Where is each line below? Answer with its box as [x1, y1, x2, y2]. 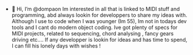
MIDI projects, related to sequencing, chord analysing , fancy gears [11, 30, 174, 37]
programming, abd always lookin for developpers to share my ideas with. [11, 12, 188, 19]
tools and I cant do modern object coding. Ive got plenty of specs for [11, 24, 178, 31]
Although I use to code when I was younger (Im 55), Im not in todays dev [11, 18, 187, 24]
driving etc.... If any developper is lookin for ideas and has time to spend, [11, 36, 188, 43]
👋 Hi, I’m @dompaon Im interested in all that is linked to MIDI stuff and [11, 6, 180, 12]
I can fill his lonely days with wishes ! [11, 42, 101, 49]
